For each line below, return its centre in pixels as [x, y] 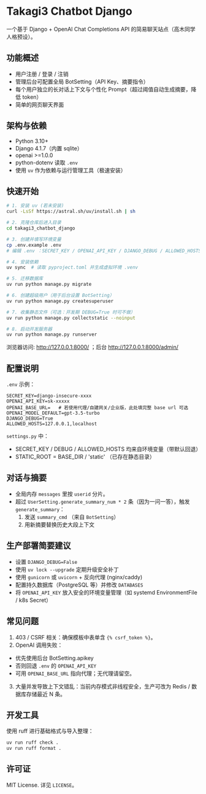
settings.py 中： [28, 436]
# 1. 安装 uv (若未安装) [35, 206]
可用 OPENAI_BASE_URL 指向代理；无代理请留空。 [75, 673]
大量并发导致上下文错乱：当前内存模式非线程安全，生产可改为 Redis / [103, 686]
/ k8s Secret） [33, 600]
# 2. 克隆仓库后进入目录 [34, 223]
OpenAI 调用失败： [39, 645]
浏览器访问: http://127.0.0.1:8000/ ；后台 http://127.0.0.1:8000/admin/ [93, 347]
